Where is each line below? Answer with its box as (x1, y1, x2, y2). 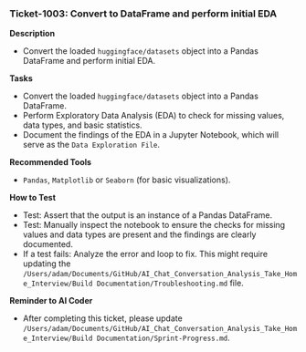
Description (9, 28, 56, 39)
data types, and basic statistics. (22, 119, 143, 130)
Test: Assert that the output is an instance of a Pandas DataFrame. (22, 210, 273, 221)
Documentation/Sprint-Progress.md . (96, 332, 230, 344)
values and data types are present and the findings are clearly (22, 229, 257, 240)
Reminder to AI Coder (9, 295, 93, 306)
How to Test (9, 192, 57, 203)
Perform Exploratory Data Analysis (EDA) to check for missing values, (22, 110, 285, 121)
